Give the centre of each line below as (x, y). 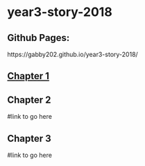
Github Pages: (39, 38)
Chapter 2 (29, 100)
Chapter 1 (28, 76)
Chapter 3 (29, 139)
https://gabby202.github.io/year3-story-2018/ (73, 54)
